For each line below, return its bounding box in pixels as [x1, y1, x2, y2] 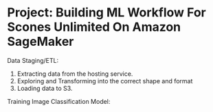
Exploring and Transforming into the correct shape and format [16, 76, 193, 85]
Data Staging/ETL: [7, 56, 59, 64]
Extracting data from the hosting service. [16, 70, 133, 78]
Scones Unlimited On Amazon [7, 19, 181, 35]
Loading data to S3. [16, 84, 73, 92]
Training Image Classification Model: [7, 97, 111, 105]
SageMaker [7, 34, 74, 49]
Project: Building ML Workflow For [7, 5, 206, 20]
